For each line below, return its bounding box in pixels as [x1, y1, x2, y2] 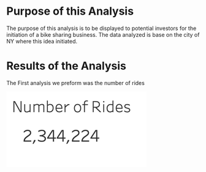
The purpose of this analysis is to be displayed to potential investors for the [6, 24, 197, 32]
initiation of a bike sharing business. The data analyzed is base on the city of [6, 31, 200, 38]
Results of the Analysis [6, 59, 127, 73]
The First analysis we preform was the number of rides [6, 79, 145, 86]
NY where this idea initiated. [6, 37, 78, 45]
